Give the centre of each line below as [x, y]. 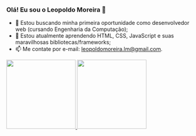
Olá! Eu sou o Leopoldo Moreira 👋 [56, 10]
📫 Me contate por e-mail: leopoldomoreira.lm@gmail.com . [89, 49]
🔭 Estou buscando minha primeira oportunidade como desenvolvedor [102, 23]
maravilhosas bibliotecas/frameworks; [63, 42]
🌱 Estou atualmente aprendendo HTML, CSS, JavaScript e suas [95, 36]
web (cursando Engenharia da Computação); [72, 29]
